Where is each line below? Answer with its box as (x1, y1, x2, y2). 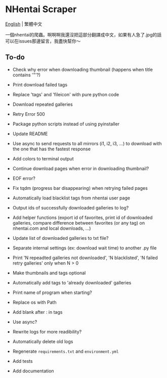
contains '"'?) (12, 72, 41, 78)
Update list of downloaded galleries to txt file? (12, 235, 109, 241)
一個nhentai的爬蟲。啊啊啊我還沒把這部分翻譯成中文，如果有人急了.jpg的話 (5, 31, 162, 37)
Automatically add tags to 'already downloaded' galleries (12, 279, 132, 285)
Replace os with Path (12, 299, 57, 305)
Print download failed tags (12, 81, 67, 88)
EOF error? (12, 175, 35, 181)
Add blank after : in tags (12, 309, 63, 315)
